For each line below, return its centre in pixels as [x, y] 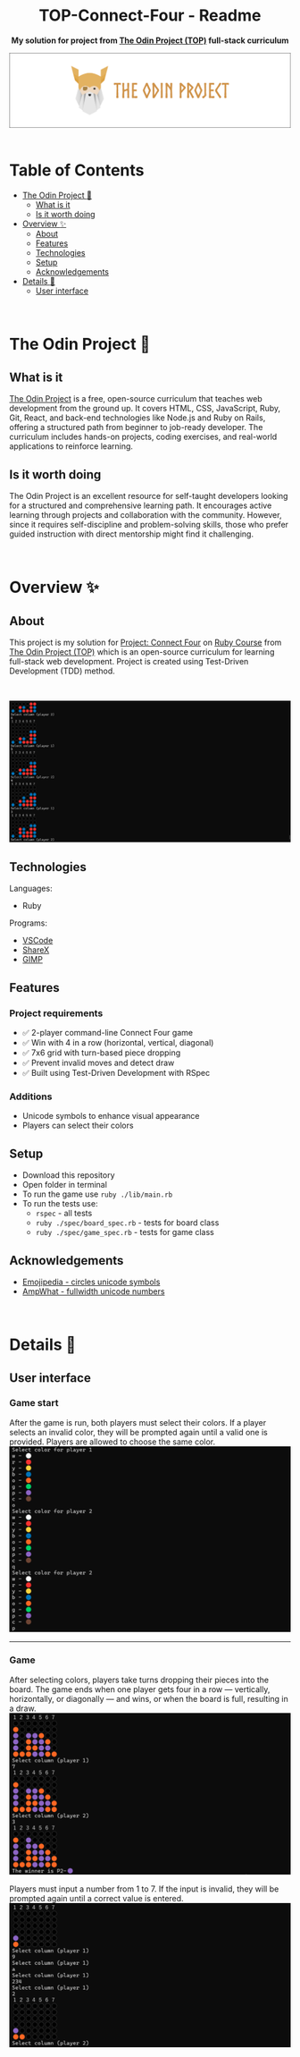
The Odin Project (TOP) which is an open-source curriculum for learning [142, 652]
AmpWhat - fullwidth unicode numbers [93, 1291]
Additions [31, 1096]
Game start [34, 1403]
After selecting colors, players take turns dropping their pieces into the [139, 1680]
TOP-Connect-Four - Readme [150, 16]
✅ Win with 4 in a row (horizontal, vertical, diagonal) [118, 1043]
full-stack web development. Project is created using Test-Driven [129, 662]
